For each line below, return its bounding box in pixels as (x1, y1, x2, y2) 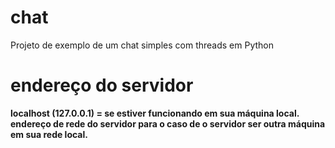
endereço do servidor (10, 74, 194, 97)
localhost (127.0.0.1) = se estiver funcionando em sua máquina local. (10, 107, 300, 119)
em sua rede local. (10, 128, 88, 140)
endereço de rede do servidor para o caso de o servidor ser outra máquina (10, 117, 326, 130)
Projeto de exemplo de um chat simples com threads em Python (10, 39, 275, 51)
